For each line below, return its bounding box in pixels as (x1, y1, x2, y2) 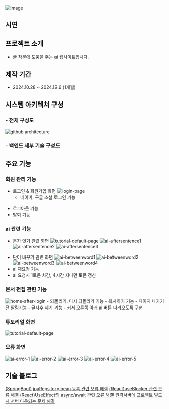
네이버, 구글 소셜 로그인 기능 (20, 194, 76, 200)
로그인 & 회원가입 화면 (12, 188, 57, 194)
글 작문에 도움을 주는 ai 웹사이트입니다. (12, 54, 89, 60)
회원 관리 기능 (5, 176, 37, 183)
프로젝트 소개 (5, 39, 44, 48)
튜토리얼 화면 (5, 318, 35, 325)
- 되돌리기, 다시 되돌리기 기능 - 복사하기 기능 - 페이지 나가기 (46, 298, 164, 304)
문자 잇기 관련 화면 (12, 238, 49, 244)
